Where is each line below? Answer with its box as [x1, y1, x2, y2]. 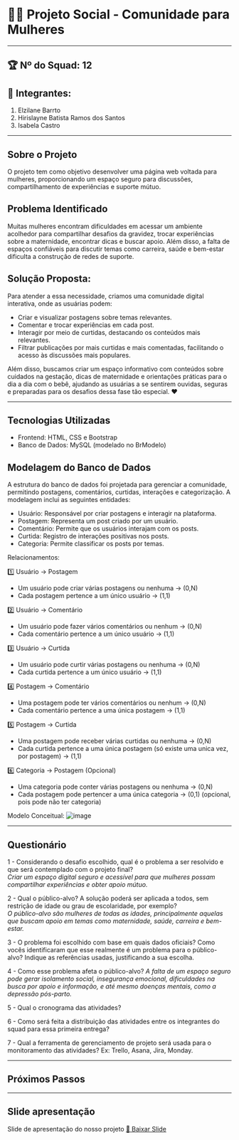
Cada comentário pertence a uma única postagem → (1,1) [17, 706, 186, 715]
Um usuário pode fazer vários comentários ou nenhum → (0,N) [17, 622, 203, 631]
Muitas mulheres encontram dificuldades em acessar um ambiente [7, 222, 203, 230]
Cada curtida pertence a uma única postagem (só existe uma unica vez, [17, 745, 229, 753]
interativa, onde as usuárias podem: [7, 299, 112, 308]
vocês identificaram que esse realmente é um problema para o [7, 946, 191, 954]
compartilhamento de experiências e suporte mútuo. [7, 182, 161, 191]
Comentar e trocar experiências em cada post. [17, 320, 154, 329]
